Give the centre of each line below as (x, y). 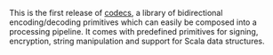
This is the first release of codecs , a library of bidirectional (116, 13)
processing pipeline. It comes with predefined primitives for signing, (134, 31)
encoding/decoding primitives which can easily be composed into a (133, 22)
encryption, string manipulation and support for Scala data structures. (137, 41)
